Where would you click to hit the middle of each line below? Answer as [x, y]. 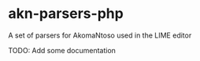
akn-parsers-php [66, 14]
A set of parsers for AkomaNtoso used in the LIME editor [100, 35]
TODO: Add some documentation [62, 50]
